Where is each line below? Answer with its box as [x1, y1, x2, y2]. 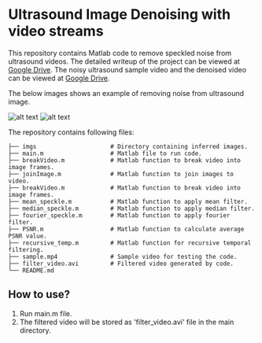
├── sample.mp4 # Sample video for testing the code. [8, 253, 238, 260]
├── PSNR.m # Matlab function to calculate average [8, 225, 245, 233]
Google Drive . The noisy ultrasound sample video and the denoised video [8, 65, 246, 74]
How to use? [8, 288, 71, 301]
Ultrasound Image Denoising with [8, 6, 231, 24]
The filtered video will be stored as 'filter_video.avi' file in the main [19, 317, 234, 326]
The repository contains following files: [8, 127, 135, 137]
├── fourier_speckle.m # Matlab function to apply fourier [8, 211, 231, 219]
